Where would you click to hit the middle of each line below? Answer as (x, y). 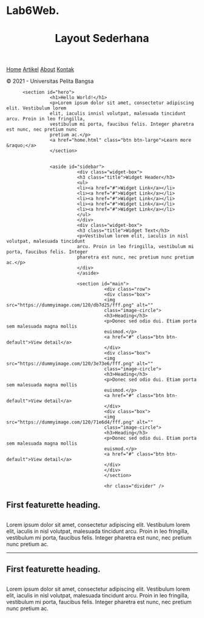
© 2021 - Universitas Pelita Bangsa (50, 81)
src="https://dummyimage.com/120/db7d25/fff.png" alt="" (80, 305)
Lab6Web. (33, 11)
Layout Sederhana (102, 39)
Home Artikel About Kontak (40, 69)
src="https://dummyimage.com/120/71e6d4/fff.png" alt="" (80, 422)
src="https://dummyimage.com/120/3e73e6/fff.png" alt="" (80, 364)
